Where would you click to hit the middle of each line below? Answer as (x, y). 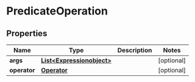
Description (135, 50)
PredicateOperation (57, 11)
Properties (27, 33)
